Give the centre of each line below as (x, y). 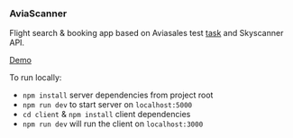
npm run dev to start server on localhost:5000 (107, 105)
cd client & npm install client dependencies (106, 115)
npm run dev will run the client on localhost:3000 (113, 124)
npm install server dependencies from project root (118, 95)
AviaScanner (38, 14)
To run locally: (36, 78)
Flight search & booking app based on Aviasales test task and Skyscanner (146, 33)
